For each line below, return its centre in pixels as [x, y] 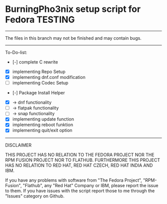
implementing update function [43, 119]
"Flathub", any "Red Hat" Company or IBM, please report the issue [90, 185]
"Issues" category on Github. [35, 196]
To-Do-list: [16, 52]
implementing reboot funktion [43, 125]
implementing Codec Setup [40, 83]
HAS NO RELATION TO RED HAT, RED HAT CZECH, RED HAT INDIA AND [79, 165]
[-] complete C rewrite [35, 62]
